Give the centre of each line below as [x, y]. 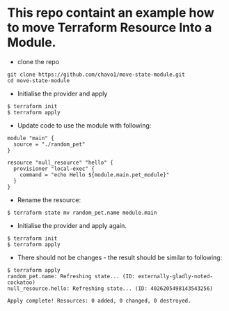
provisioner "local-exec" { [54, 169]
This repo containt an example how [111, 13]
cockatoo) [22, 282]
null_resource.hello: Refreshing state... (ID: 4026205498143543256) [110, 288]
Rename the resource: [49, 199]
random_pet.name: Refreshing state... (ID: [71, 276]
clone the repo [38, 61]
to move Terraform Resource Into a [110, 28]
